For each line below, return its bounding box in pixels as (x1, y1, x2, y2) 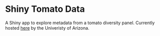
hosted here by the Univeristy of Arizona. (5, 25, 89, 31)
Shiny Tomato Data (5, 3, 85, 15)
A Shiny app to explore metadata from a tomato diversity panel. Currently (5, 20, 155, 26)
